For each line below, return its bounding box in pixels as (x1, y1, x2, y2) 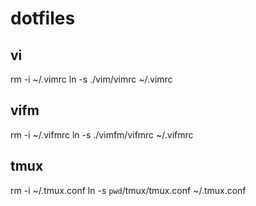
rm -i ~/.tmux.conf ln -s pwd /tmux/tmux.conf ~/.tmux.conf (10, 184, 247, 196)
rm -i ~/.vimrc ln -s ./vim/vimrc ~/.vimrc (10, 73, 173, 85)
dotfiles (10, 7, 76, 30)
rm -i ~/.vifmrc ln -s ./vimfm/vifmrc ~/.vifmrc (10, 128, 194, 141)
